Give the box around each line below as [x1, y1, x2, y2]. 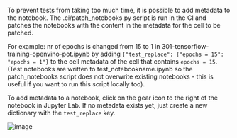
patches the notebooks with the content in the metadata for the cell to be [7, 21, 221, 29]
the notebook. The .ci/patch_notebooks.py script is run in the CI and [7, 13, 207, 22]
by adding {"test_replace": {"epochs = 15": [91, 50, 224, 58]
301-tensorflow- [161, 42, 209, 50]
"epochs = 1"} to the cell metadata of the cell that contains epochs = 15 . [7, 57, 218, 66]
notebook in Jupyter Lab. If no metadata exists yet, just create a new [7, 101, 208, 109]
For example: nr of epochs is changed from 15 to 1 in [7, 42, 160, 50]
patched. [7, 28, 34, 37]
